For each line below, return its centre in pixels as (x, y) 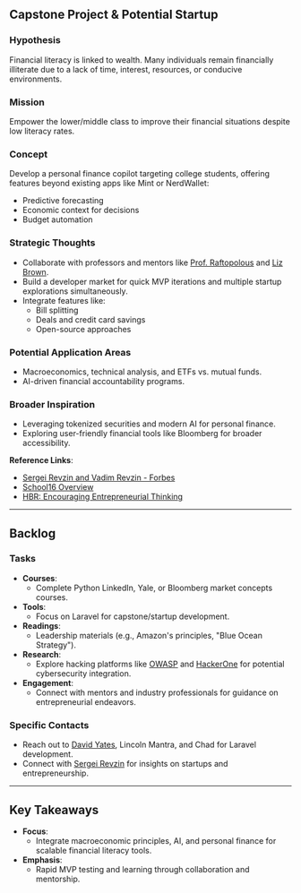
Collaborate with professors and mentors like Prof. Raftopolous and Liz (153, 262)
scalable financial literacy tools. (94, 850)
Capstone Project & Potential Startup (114, 15)
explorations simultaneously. (75, 291)
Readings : (41, 625)
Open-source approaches (83, 329)
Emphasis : (42, 860)
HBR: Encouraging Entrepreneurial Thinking (103, 497)
